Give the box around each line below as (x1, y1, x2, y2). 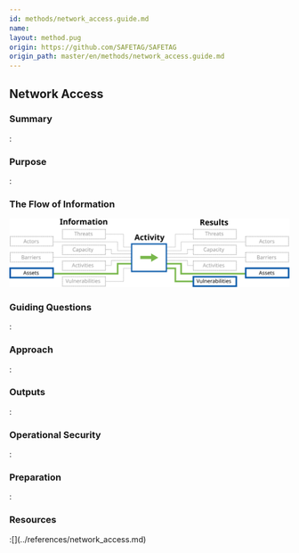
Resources (9, 514, 57, 526)
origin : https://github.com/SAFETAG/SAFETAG (9, 43, 177, 52)
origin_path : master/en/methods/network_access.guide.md (9, 52, 225, 62)
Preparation (9, 471, 62, 483)
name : (9, 23, 29, 33)
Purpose (9, 155, 47, 168)
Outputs (9, 386, 46, 399)
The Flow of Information (9, 198, 116, 210)
